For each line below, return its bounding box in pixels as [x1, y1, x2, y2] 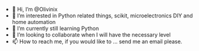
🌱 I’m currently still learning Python [11, 25, 99, 32]
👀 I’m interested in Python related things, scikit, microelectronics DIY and [11, 12, 193, 19]
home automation [11, 19, 56, 25]
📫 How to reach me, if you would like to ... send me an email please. [11, 38, 183, 45]
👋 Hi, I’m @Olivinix [11, 6, 58, 13]
